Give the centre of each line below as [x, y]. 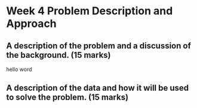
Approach [31, 24]
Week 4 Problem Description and [90, 11]
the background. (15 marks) [59, 55]
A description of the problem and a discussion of [98, 46]
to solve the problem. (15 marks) [67, 98]
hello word [19, 69]
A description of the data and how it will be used [98, 88]
